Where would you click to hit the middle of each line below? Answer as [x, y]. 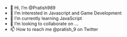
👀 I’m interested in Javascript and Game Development [66, 13]
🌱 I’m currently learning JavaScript [46, 18]
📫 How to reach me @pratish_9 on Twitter [54, 29]
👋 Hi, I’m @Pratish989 [33, 8]
